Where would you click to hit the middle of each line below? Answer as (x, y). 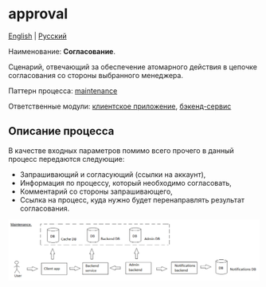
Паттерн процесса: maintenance (63, 90)
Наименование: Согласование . (62, 51)
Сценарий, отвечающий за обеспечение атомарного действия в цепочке (133, 67)
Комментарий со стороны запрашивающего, (96, 191)
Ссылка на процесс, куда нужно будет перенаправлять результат (132, 199)
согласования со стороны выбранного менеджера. (96, 75)
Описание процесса (61, 131)
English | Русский (37, 36)
